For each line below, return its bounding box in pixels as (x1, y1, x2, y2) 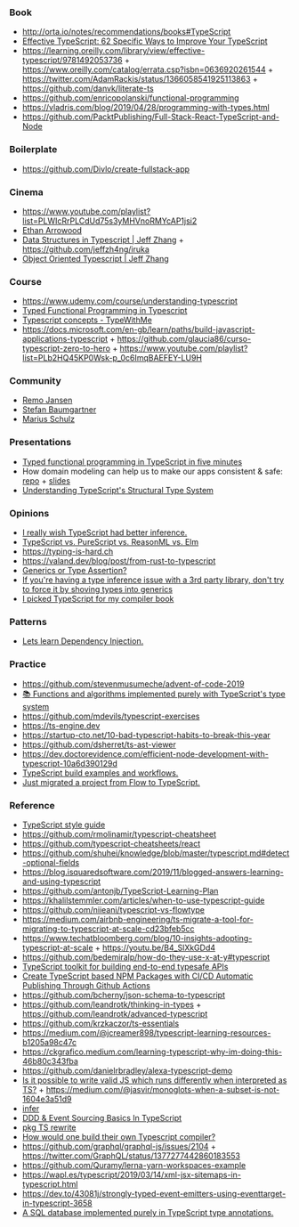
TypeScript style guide (21, 819, 106, 830)
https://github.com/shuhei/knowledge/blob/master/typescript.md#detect (21, 848, 290, 858)
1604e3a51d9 (21, 1093, 72, 1104)
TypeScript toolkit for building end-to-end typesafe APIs (21, 961, 229, 971)
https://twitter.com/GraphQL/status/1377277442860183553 (21, 1150, 240, 1161)
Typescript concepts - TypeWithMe (21, 314, 153, 326)
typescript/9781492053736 (21, 55, 123, 66)
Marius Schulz (21, 414, 76, 425)
